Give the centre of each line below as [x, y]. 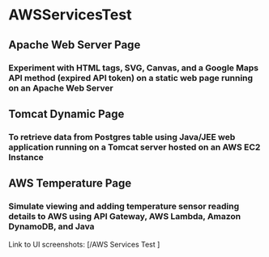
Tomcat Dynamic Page [66, 114]
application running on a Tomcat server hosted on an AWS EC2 [134, 147]
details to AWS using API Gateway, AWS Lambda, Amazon [125, 217]
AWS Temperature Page [70, 183]
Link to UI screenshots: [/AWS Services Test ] [84, 244]
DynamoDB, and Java [51, 226]
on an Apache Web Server [61, 88]
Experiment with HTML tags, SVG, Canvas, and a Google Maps [134, 68]
